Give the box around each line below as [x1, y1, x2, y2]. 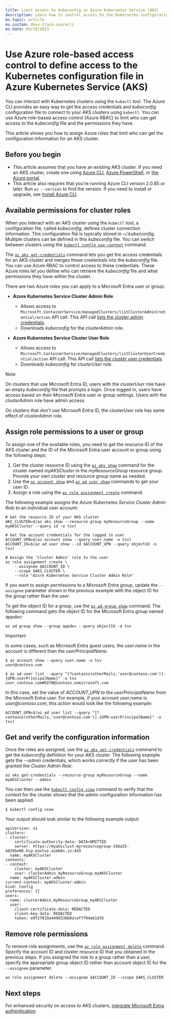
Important [5, 632, 26, 638]
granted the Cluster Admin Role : [5, 763, 73, 769]
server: [14, 844, 31, 849]
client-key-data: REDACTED [14, 911, 72, 916]
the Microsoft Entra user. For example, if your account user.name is [5, 694, 147, 701]
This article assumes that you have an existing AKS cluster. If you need [12, 164, 162, 170]
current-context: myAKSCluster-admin [5, 880, 86, 885]
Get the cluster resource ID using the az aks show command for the [12, 462, 155, 468]
